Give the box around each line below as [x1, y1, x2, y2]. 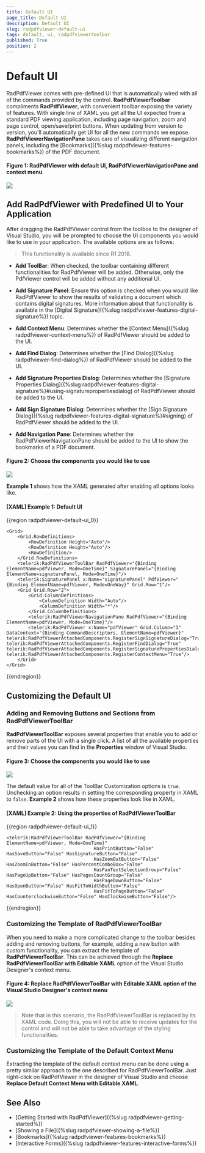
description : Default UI [6, 20, 70, 26]
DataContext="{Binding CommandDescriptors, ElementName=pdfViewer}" [6, 630, 184, 636]
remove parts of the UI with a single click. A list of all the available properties [6, 737, 199, 744]
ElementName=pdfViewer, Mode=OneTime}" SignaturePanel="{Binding [6, 566, 176, 572]
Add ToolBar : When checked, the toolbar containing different [15, 262, 170, 269]
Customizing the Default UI [6, 690, 111, 701]
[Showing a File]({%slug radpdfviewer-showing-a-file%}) [15, 1126, 160, 1134]
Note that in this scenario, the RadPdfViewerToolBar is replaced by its [21, 1011, 196, 1019]
